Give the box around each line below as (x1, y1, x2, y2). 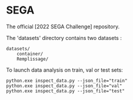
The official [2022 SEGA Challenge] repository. (6, 23, 119, 30)
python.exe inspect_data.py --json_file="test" (6, 88, 125, 94)
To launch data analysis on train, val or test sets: (6, 66, 124, 74)
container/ (16, 51, 44, 56)
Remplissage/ (16, 56, 49, 62)
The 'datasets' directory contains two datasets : (6, 34, 122, 41)
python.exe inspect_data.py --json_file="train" (6, 78, 128, 84)
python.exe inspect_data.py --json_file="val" (6, 83, 122, 89)
